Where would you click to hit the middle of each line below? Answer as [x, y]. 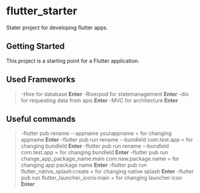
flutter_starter [42, 11]
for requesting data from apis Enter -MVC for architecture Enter [99, 100]
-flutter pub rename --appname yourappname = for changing [96, 133]
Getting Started [36, 46]
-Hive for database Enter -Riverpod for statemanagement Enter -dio [105, 94]
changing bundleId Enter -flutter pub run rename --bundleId [95, 146]
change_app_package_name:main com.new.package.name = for [100, 159]
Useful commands [41, 119]
